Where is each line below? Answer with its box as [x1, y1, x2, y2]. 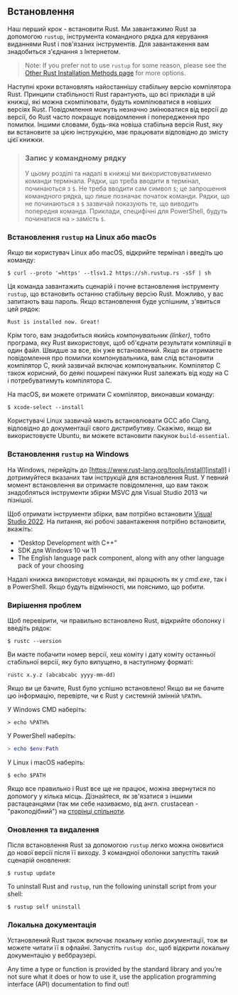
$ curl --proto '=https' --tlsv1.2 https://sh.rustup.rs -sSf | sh [7, 270, 212, 277]
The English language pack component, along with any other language [17, 553, 225, 562]
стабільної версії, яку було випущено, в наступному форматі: [7, 658, 194, 666]
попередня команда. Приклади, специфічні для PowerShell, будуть [24, 207, 227, 216]
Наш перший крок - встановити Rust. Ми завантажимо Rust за [7, 24, 197, 33]
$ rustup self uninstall [7, 903, 81, 911]
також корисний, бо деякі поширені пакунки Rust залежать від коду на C [7, 369, 229, 378]
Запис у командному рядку [24, 153, 126, 163]
